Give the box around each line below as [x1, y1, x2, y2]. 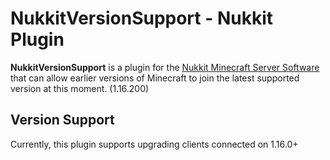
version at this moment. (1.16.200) [10, 82, 150, 94]
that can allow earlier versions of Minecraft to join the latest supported [10, 72, 300, 84]
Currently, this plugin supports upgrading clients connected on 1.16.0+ [10, 138, 299, 150]
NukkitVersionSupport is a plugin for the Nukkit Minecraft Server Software [10, 61, 320, 73]
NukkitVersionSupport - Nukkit [10, 7, 274, 30]
